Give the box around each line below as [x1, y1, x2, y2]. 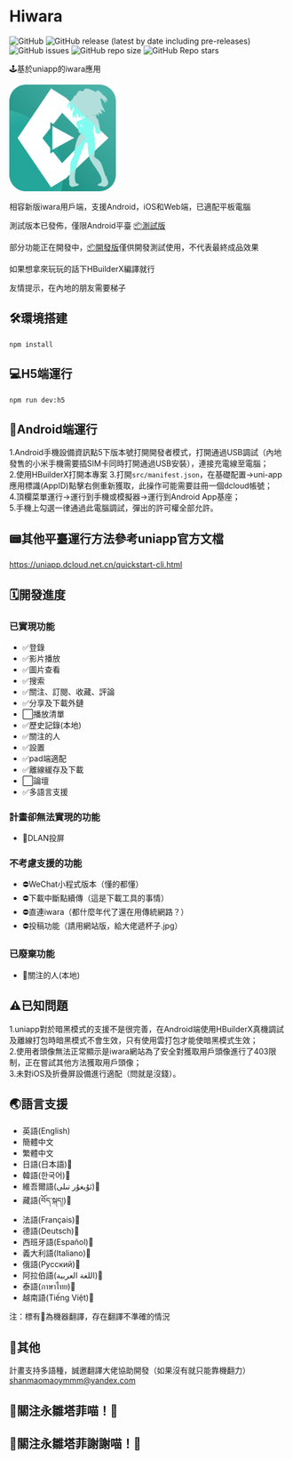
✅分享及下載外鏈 [21, 697, 84, 708]
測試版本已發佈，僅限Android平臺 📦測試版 [9, 220, 166, 230]
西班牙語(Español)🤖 [21, 1237, 94, 1247]
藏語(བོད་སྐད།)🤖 [21, 1195, 72, 1206]
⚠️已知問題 [9, 999, 68, 1014]
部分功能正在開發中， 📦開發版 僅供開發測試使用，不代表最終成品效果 [9, 242, 259, 253]
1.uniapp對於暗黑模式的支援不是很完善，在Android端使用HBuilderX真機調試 [9, 1023, 284, 1034]
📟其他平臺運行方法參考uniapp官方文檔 [9, 531, 225, 546]
